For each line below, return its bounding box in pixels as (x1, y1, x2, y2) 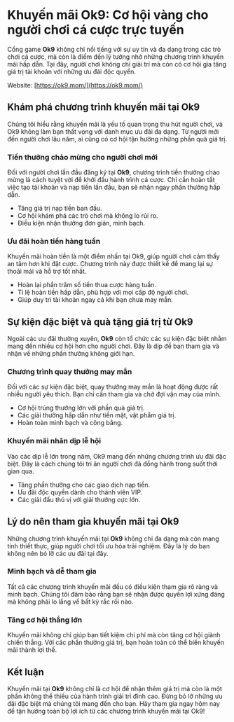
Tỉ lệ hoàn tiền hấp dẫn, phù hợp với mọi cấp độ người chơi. (17, 288, 189, 297)
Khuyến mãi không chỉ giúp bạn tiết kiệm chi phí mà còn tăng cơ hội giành (7, 631, 221, 639)
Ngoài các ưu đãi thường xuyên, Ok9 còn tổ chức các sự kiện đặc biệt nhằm (7, 335, 227, 343)
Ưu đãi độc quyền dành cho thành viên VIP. (17, 487, 143, 497)
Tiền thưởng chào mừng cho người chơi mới (7, 152, 158, 162)
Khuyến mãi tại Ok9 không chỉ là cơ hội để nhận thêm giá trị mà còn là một (7, 684, 223, 693)
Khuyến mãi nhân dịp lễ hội (7, 436, 102, 446)
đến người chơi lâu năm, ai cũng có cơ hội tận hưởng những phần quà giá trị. (7, 134, 228, 143)
